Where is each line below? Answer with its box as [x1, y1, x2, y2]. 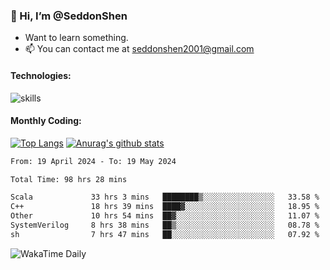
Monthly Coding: [10, 115, 82, 127]
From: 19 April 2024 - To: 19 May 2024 [10, 156, 177, 166]
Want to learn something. [24, 32, 129, 44]
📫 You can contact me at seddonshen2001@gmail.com [24, 43, 255, 55]
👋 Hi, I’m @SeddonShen [10, 9, 128, 23]
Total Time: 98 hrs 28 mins [10, 174, 128, 184]
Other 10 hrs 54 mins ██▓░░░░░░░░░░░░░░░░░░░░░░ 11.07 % [10, 211, 320, 221]
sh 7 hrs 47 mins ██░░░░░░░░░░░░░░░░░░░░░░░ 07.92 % [10, 229, 320, 239]
